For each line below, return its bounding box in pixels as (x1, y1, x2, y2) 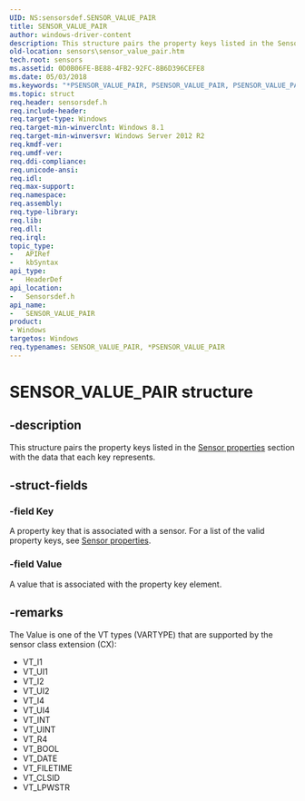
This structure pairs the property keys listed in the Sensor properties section (9, 441, 295, 452)
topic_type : (9, 242, 54, 251)
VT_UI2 (22, 685, 50, 696)
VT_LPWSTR (22, 782, 71, 793)
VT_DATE (22, 753, 58, 764)
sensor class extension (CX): (9, 638, 117, 649)
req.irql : (9, 232, 47, 242)
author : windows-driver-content (9, 30, 132, 39)
